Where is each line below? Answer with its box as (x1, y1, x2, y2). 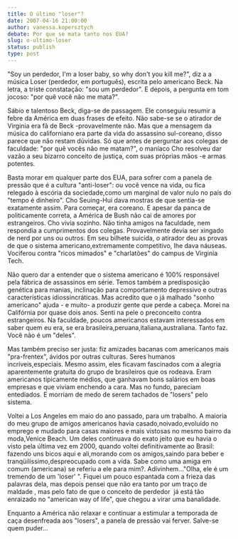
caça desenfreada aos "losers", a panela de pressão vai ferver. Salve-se (7, 516, 219, 525)
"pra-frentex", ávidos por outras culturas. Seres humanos (7, 352, 175, 361)
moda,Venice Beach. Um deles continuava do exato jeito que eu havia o (7, 434, 217, 443)
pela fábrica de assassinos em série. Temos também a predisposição (7, 277, 210, 286)
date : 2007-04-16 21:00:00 (7, 17, 87, 24)
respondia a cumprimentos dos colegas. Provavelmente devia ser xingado (7, 226, 225, 235)
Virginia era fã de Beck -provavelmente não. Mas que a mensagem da (7, 121, 212, 130)
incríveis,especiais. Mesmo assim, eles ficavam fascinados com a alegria (7, 359, 222, 368)
